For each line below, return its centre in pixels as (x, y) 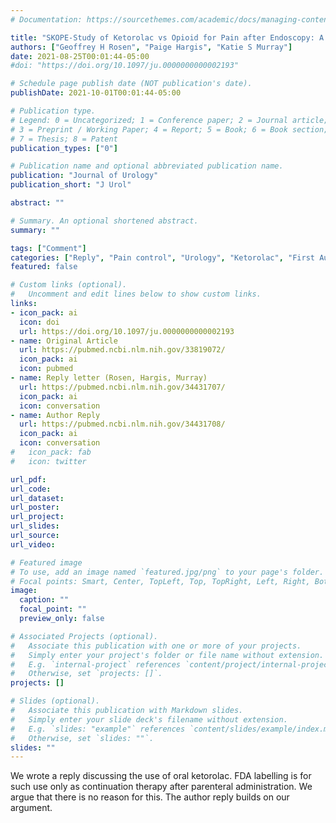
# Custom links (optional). (69, 285)
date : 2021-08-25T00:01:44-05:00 (80, 56)
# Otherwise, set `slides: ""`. (82, 738)
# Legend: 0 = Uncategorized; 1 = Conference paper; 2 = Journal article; (169, 120)
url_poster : (35, 507)
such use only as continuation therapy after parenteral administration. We (161, 787)
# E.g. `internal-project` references (96, 664)
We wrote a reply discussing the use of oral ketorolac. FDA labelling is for (161, 776)
